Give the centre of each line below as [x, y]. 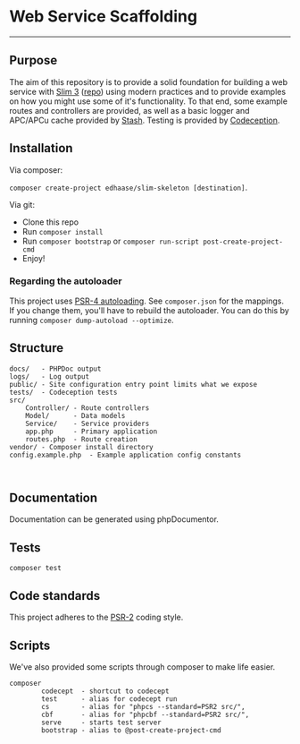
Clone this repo [50, 222]
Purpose [33, 60]
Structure [37, 348]
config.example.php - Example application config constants [125, 455]
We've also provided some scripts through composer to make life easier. [142, 667]
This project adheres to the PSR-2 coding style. [96, 617]
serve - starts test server [102, 723]
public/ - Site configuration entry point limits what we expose [133, 384]
